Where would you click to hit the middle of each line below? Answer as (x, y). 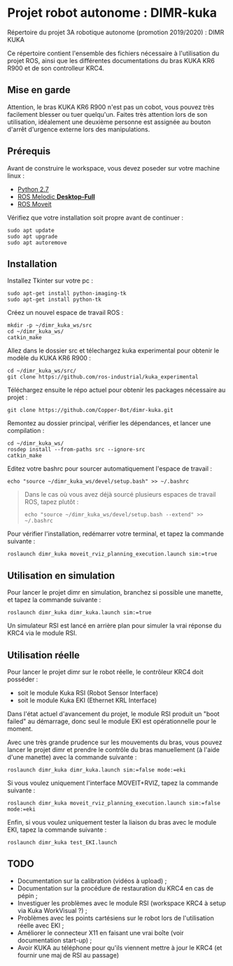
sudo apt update (31, 230)
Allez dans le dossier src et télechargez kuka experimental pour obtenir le (113, 350)
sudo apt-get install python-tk (54, 300)
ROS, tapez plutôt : (51, 502)
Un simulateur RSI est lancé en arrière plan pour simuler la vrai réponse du (114, 626)
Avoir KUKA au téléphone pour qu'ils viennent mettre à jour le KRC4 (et (120, 947)
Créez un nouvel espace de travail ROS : (65, 313)
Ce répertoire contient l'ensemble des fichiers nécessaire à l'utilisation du (113, 53)
